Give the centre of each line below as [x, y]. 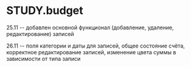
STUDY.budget [45, 11]
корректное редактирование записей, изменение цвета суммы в [91, 52]
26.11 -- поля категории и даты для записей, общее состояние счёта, [96, 46]
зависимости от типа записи [43, 58]
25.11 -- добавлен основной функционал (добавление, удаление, [90, 27]
